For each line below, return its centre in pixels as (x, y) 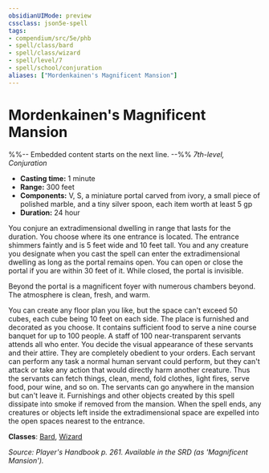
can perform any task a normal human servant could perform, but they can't (134, 361)
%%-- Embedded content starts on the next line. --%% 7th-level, (116, 154)
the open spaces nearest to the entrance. (77, 421)
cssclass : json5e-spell (48, 23)
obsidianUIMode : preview (50, 16)
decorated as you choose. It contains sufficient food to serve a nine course (132, 327)
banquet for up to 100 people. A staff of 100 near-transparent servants (125, 336)
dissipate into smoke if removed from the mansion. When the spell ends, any (135, 404)
